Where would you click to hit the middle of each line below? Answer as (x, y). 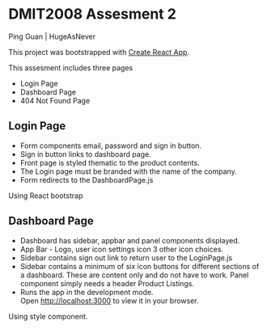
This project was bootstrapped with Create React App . (99, 52)
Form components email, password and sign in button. (111, 146)
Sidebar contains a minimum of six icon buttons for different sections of (140, 266)
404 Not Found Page (55, 100)
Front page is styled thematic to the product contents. (110, 162)
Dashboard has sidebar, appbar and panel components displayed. (130, 240)
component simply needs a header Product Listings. (107, 283)
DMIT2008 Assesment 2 (92, 14)
